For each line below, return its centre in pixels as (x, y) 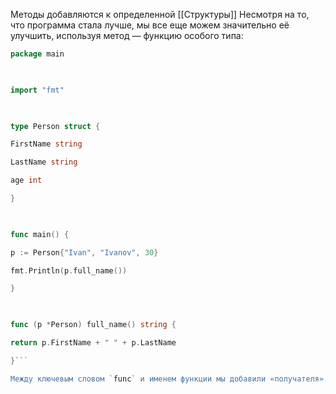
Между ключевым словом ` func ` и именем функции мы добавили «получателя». (169, 379)
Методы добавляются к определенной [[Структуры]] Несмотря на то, (160, 14)
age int (26, 180)
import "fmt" (37, 90)
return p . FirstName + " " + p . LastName (93, 343)
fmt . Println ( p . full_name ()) (69, 270)
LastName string (44, 162)
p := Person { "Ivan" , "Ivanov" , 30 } (84, 252)
